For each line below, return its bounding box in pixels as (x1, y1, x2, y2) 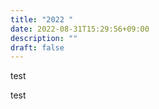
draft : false (10, 42, 65, 53)
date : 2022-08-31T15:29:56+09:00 (10, 24, 150, 34)
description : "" (10, 33, 78, 43)
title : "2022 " (10, 14, 74, 25)
